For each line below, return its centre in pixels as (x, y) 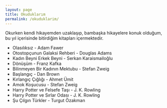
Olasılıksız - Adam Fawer (38, 48)
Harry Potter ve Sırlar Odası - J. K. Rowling (56, 95)
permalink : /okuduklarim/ (32, 19)
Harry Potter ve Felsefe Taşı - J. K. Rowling (56, 90)
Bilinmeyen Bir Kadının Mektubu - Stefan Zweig (61, 69)
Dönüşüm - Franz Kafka (37, 64)
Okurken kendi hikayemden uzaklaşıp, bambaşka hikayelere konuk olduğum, (84, 33)
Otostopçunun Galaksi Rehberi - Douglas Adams (62, 53)
